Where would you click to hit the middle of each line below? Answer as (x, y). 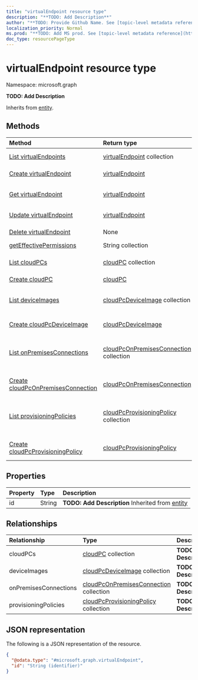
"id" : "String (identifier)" (47, 666)
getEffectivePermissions (43, 245)
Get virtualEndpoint (36, 194)
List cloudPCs (28, 262)
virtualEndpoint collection (138, 156)
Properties (26, 476)
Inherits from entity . (30, 108)
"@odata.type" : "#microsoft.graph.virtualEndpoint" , (77, 660)
